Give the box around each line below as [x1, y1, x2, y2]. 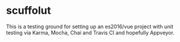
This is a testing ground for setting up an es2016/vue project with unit [6, 23, 174, 30]
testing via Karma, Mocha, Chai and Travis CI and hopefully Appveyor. [6, 29, 175, 36]
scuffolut [6, 4, 51, 17]
